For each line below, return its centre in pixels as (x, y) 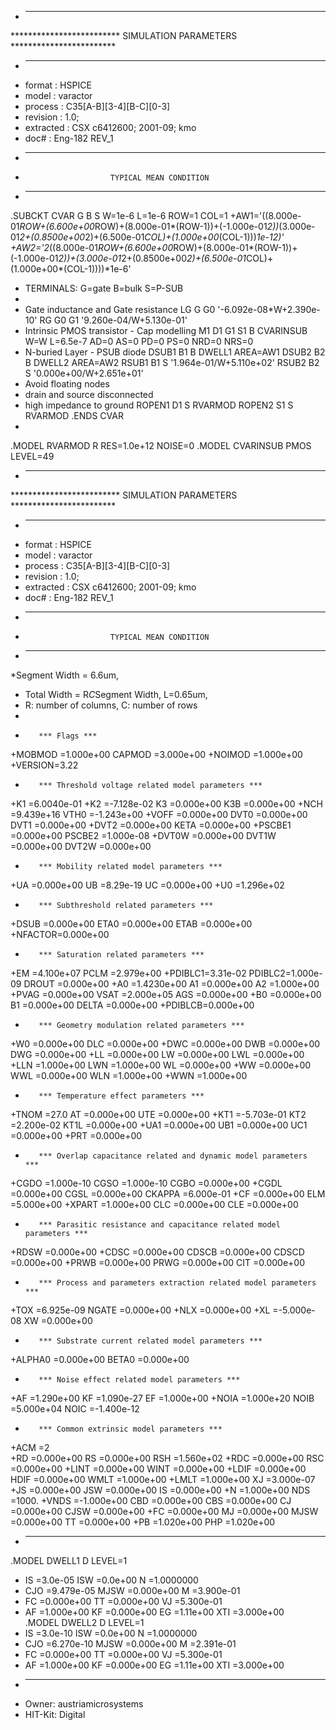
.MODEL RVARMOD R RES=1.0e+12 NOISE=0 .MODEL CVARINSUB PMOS (161, 445)
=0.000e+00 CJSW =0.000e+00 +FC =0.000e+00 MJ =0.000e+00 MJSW (164, 1511)
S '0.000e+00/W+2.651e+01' (84, 373)
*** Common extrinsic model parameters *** (130, 1429)
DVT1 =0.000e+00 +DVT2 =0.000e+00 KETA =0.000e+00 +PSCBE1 (151, 825)
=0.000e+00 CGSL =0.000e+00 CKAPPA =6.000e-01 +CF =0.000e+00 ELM (168, 1194)
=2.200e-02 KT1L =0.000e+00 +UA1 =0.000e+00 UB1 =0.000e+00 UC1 (159, 1125)
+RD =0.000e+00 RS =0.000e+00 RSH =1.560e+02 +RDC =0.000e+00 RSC (167, 1458)
